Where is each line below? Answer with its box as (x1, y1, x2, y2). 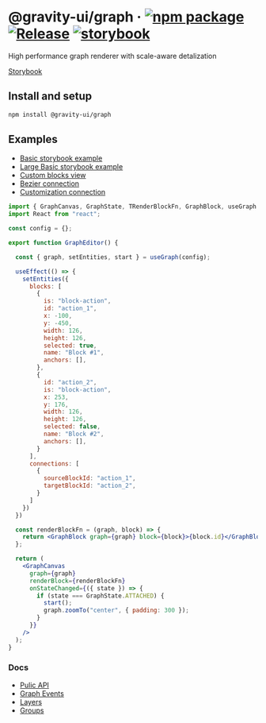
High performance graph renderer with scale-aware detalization (8, 51, 217, 60)
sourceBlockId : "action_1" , (43, 474, 136, 482)
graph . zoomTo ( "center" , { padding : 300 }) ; (43, 606, 190, 615)
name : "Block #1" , (43, 349, 104, 357)
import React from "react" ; (8, 211, 101, 218)
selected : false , (43, 423, 101, 431)
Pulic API (19, 680, 50, 690)
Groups (19, 706, 44, 715)
